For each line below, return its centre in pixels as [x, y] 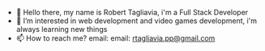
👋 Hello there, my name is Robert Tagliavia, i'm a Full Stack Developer [132, 12]
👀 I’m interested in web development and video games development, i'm [137, 21]
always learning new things [62, 29]
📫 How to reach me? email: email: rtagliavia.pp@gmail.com [115, 38]
